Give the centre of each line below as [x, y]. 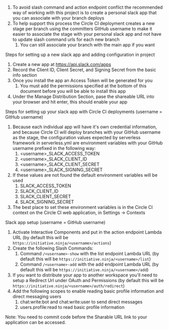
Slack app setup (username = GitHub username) [55, 222]
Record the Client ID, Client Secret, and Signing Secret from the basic [84, 70]
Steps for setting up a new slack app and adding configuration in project [80, 54]
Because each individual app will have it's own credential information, [85, 127]
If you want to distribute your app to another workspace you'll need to [85, 275]
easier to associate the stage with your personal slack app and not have [87, 34]
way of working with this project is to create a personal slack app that [84, 13]
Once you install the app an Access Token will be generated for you [82, 80]
